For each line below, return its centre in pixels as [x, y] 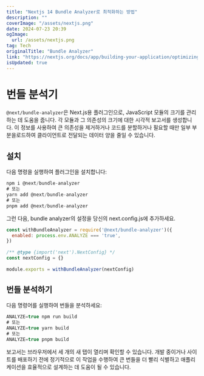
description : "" [27, 18]
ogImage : [17, 35]
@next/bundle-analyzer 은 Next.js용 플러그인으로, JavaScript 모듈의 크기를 [96, 112]
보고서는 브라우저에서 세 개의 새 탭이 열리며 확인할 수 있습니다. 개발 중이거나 [96, 352]
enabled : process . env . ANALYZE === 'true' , [66, 235]
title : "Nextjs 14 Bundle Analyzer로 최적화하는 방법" [72, 12]
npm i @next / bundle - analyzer [43, 183]
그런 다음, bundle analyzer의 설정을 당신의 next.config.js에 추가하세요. [91, 218]
